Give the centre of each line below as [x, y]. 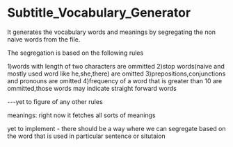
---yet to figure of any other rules [55, 101]
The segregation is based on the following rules [75, 53]
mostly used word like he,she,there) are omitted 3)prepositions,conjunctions [116, 73]
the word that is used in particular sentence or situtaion [86, 136]
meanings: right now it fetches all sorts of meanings [81, 115]
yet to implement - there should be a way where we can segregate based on [116, 128]
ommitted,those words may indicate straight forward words [92, 88]
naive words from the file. [44, 39]
